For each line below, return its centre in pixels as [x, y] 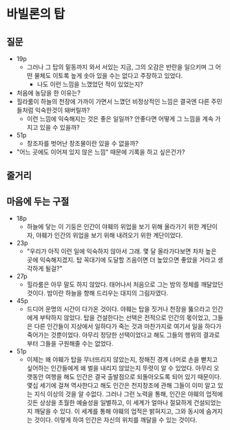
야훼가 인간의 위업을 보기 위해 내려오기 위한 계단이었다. [109, 235]
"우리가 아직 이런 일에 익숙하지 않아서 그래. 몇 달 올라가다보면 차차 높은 [122, 251]
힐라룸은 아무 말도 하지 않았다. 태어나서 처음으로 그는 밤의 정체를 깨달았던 [125, 284]
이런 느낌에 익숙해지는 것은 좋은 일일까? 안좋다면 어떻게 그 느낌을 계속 [120, 119]
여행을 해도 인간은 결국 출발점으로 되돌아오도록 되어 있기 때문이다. [133, 377]
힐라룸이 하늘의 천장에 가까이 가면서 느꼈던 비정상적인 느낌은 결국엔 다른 [113, 101]
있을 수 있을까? [60, 127]
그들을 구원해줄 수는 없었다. [76, 344]
